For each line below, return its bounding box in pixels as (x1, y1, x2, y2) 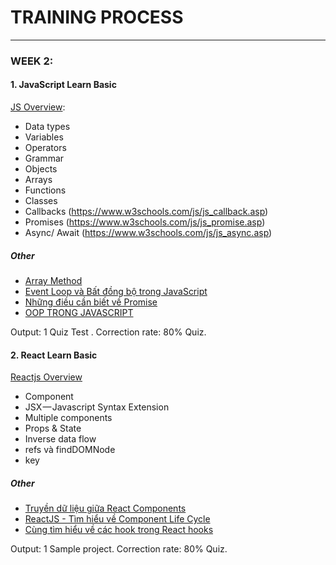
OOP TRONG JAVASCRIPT (24, 307, 134, 319)
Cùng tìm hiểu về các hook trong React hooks (24, 524, 214, 536)
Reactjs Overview (10, 371, 83, 383)
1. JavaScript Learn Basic (10, 79, 117, 91)
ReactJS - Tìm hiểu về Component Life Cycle (24, 513, 211, 525)
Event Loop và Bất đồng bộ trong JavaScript (24, 286, 208, 298)
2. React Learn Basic (10, 349, 98, 361)
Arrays (24, 174, 53, 186)
